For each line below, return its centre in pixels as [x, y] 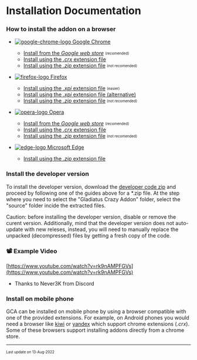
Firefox [59, 77]
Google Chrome [91, 42]
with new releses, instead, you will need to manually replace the [101, 229]
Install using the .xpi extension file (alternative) [80, 94]
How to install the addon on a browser [61, 29]
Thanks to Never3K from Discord [55, 284]
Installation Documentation [74, 11]
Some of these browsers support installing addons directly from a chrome [95, 330]
